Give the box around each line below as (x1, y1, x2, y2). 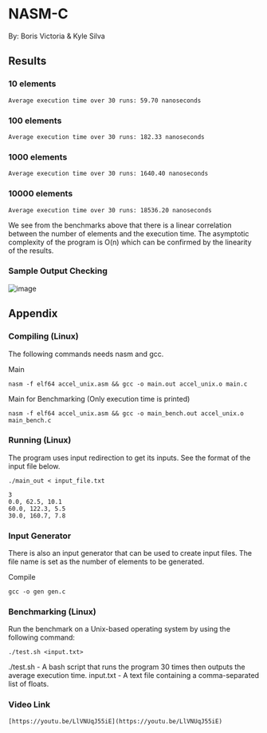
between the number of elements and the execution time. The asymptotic (8, 228, 249, 238)
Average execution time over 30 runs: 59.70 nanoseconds (8, 97, 202, 105)
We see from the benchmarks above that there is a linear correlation (8, 220, 233, 230)
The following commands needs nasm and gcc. (8, 349, 164, 359)
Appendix (8, 307, 58, 320)
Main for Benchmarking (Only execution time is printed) (8, 394, 190, 403)
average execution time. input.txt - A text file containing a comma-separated (8, 671, 260, 680)
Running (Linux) (8, 434, 72, 446)
